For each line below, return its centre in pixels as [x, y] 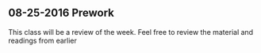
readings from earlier [43, 40]
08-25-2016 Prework [61, 13]
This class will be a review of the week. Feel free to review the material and [131, 32]
